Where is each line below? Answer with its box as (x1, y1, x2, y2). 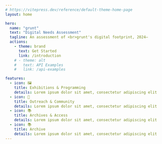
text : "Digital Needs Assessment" (9, 30, 81, 35)
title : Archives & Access (14, 113, 68, 118)
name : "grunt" (9, 25, 39, 30)
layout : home (5, 12, 32, 17)
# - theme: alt (14, 58, 46, 63)
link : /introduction (18, 53, 61, 58)
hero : (5, 21, 16, 26)
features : (5, 76, 26, 81)
